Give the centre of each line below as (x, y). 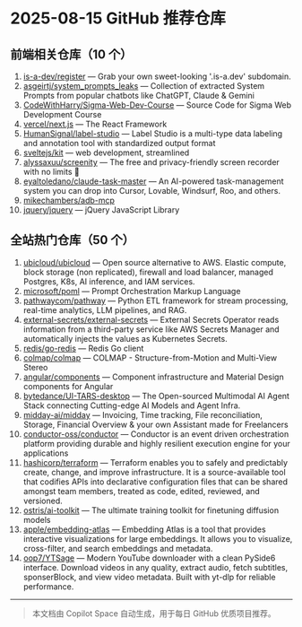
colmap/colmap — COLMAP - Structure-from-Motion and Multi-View (150, 357)
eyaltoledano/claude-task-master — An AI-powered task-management (154, 181)
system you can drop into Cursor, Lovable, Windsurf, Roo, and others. (152, 191)
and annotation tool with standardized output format (119, 143)
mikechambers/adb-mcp (69, 200)
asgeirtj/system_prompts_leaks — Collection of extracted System (144, 86)
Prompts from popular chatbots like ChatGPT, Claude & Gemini (138, 96)
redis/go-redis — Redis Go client (83, 348)
